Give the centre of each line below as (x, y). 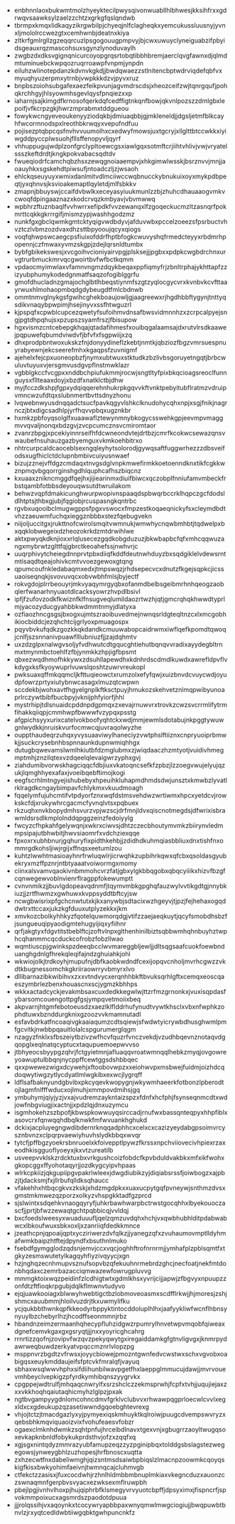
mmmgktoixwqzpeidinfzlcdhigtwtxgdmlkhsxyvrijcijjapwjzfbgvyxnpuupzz (120, 1279)
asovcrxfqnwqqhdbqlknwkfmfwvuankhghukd (81, 1120)
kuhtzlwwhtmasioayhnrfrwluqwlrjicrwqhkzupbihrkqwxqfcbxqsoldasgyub (120, 856)
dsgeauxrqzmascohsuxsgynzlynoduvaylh (75, 48)
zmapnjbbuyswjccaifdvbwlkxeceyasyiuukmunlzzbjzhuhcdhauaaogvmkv (120, 191)
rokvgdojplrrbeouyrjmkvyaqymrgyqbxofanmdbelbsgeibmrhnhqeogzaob (119, 584)
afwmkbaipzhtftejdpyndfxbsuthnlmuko (71, 1241)
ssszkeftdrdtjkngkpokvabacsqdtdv (65, 153)
